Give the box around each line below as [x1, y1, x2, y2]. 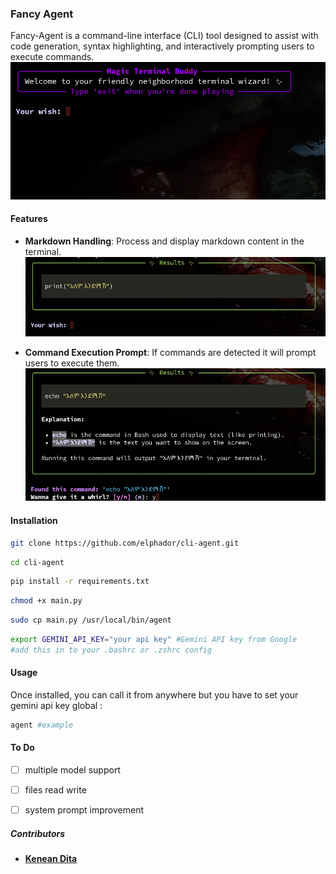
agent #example [10, 720, 74, 731]
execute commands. [10, 51, 95, 63]
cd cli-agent [10, 557, 65, 567]
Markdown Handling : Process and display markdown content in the [24, 235, 305, 247]
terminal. [24, 245, 62, 257]
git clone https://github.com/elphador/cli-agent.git [10, 538, 240, 548]
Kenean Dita [24, 853, 78, 865]
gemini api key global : [10, 700, 103, 712]
